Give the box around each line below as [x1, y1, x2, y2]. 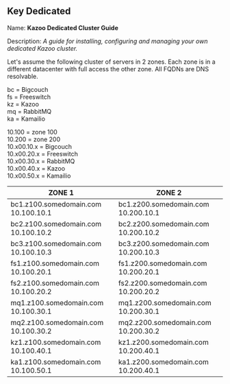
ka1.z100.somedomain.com [10, 357, 101, 366]
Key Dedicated [7, 5, 71, 17]
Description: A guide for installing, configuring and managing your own [7, 37, 208, 45]
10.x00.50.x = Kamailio [7, 171, 71, 180]
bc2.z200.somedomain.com [118, 219, 210, 228]
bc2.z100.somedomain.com [10, 219, 102, 228]
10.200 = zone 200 [7, 135, 61, 143]
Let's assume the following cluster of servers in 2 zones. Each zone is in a [7, 58, 216, 66]
